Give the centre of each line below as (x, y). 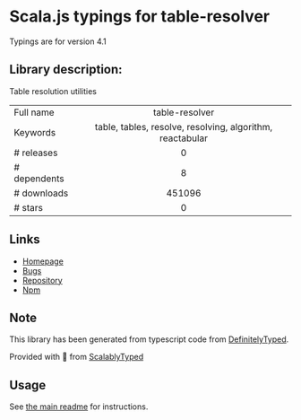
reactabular (184, 138)
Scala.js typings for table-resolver (140, 17)
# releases (36, 153)
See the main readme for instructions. (79, 407)
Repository (42, 280)
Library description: (66, 70)
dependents (39, 179)
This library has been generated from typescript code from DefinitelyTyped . (149, 339)
